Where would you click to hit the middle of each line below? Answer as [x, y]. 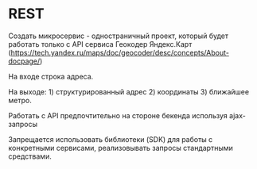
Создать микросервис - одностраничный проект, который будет [119, 36]
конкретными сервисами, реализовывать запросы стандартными [121, 148]
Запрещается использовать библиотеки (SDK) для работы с [111, 139]
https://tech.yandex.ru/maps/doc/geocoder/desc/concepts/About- [120, 52]
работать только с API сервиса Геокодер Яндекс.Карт [100, 44]
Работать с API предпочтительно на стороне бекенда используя [118, 115]
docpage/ [24, 61]
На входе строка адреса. [51, 76]
